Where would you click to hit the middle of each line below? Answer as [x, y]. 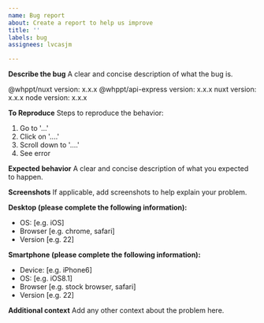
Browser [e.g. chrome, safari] [67, 231]
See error [35, 154]
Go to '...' [34, 128]
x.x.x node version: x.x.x [48, 98]
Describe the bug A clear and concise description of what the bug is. [121, 74]
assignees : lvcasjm [40, 45]
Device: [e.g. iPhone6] [56, 270]
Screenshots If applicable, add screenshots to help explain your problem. [128, 192]
